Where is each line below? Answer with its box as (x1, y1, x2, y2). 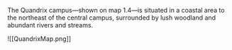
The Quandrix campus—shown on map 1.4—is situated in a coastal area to (7, 6, 225, 14)
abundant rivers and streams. (7, 21, 94, 29)
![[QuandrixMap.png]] (7, 35, 72, 43)
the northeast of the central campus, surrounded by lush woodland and (7, 13, 216, 22)
